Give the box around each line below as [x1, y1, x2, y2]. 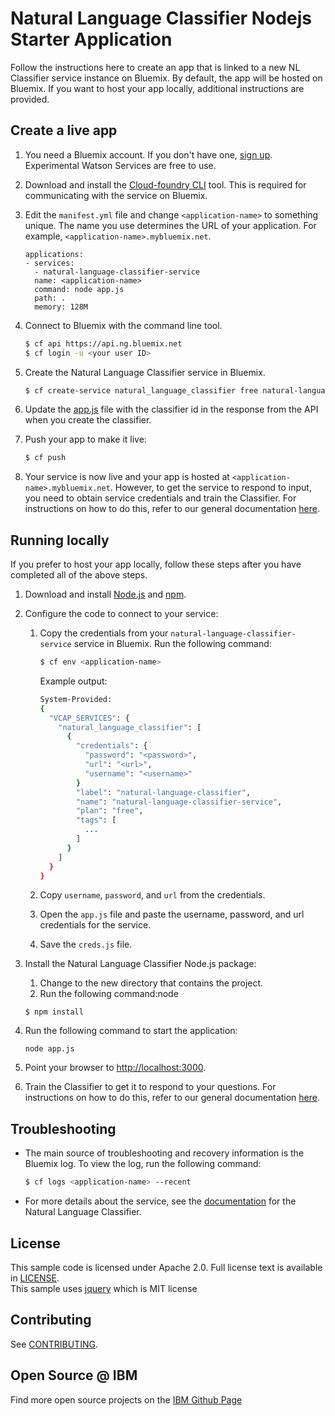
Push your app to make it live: [24, 433, 147, 446]
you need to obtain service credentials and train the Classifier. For [24, 492, 297, 504]
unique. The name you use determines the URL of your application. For [24, 219, 317, 231]
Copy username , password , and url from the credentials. [39, 889, 266, 901]
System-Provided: [39, 694, 113, 704]
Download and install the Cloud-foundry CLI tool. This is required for [24, 178, 307, 191]
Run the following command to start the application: [24, 1025, 238, 1037]
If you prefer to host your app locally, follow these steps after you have [10, 558, 302, 571]
